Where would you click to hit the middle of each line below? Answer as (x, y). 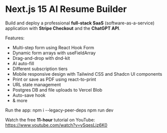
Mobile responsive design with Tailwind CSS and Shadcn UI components (87, 74)
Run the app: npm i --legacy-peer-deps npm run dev (59, 110)
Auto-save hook (29, 95)
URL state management (36, 84)
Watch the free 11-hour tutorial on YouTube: (50, 120)
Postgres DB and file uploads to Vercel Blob (57, 90)
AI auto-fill (23, 63)
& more (20, 100)
